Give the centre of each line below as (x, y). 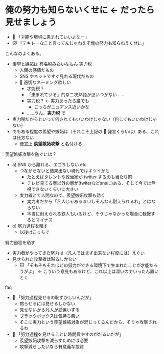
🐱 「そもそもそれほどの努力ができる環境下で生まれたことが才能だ (86, 265)
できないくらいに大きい (55, 189)
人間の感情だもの (37, 70)
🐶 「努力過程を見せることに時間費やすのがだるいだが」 (68, 334)
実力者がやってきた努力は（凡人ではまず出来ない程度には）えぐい (79, 253)
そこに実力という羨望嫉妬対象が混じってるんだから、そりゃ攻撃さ (86, 322)
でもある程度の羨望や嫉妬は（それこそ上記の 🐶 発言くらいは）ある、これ (85, 131)
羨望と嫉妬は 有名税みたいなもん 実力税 (52, 64)
